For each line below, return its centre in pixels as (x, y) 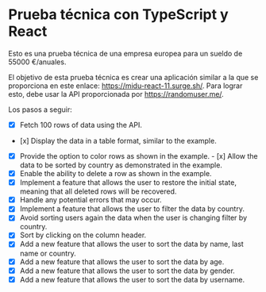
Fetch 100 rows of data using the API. (81, 125)
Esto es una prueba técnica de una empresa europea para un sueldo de (125, 53)
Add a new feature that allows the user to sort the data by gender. (127, 271)
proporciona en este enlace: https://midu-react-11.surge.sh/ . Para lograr (125, 86)
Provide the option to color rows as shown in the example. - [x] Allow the (139, 156)
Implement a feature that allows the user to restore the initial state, (128, 182)
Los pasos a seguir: (40, 109)
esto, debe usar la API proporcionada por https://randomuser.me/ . (116, 94)
